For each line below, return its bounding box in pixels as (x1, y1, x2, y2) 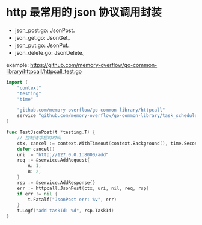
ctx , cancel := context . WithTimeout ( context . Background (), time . (17, 140, 185, 147)
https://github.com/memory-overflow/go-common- (29, 61, 158, 68)
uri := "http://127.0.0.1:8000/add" (17, 151, 109, 157)
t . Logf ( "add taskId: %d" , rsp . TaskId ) (17, 208, 114, 214)
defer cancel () (17, 146, 55, 152)
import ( (6, 79, 28, 85)
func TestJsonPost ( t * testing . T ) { (6, 129, 96, 136)
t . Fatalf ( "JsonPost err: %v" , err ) (28, 197, 117, 203)
